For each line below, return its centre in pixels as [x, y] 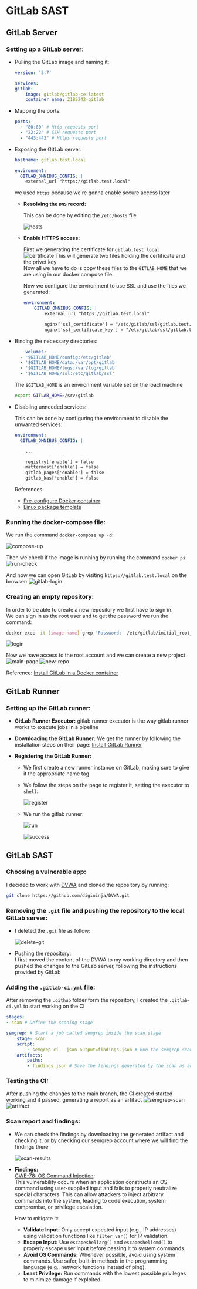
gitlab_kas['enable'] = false [62, 478]
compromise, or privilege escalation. [59, 1207]
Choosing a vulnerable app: [46, 872]
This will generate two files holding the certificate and [120, 256]
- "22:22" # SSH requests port [58, 133]
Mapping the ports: [38, 111]
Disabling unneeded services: [50, 407]
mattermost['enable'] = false [62, 467]
